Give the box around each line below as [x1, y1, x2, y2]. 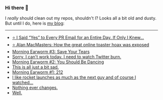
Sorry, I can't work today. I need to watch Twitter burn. [12, 54, 121, 60]
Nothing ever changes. [12, 85, 58, 91]
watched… [12, 80, 33, 86]
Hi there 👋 [5, 4, 29, 11]
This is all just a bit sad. [12, 64, 59, 70]
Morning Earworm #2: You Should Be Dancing [12, 59, 104, 65]
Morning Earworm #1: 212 [12, 70, 64, 75]
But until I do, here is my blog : [5, 20, 65, 26]
